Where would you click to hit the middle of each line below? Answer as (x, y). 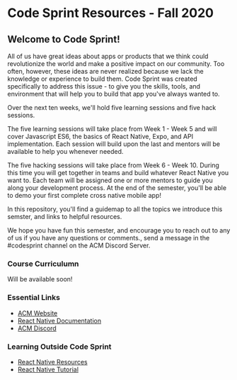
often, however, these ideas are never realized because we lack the (105, 71)
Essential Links (34, 298)
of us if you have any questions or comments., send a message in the (109, 238)
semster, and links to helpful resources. (65, 217)
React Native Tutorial (48, 369)
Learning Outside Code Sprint (59, 347)
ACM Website (37, 313)
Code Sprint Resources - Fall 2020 (111, 13)
